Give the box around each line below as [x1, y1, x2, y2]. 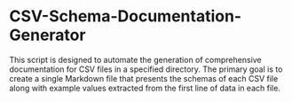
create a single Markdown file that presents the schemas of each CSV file [9, 73, 279, 83]
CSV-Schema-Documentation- [9, 6, 242, 27]
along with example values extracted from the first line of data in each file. [9, 82, 281, 93]
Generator [9, 25, 86, 45]
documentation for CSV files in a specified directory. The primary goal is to [9, 64, 283, 75]
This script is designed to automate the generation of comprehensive [9, 54, 262, 65]
